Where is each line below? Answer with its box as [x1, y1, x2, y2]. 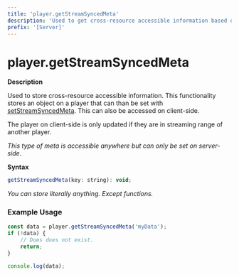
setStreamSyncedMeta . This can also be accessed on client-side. [7, 107, 200, 115]
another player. [7, 128, 52, 136]
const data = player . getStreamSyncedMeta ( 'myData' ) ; [7, 223, 167, 231]
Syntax [7, 163, 29, 171]
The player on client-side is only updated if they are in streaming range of [7, 120, 223, 129]
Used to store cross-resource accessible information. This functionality [7, 92, 216, 100]
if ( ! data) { [7, 230, 46, 237]
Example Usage [7, 207, 63, 217]
